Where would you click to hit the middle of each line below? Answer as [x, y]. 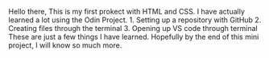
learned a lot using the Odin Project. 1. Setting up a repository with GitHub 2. [135, 20]
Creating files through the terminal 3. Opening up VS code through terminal [133, 28]
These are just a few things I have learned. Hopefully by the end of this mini [134, 37]
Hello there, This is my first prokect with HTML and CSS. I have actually [127, 12]
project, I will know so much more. [65, 45]
